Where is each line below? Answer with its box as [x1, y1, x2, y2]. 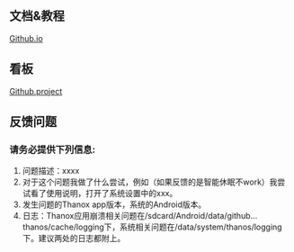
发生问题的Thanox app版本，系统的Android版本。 [22, 199, 207, 210]
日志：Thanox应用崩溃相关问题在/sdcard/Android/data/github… [22, 211, 258, 221]
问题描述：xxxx [22, 166, 80, 176]
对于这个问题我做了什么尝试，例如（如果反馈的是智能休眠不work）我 [22, 176, 278, 187]
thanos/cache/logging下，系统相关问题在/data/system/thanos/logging [22, 221, 282, 232]
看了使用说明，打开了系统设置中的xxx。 [30, 188, 178, 199]
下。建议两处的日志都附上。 [22, 233, 126, 244]
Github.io [9, 32, 43, 43]
